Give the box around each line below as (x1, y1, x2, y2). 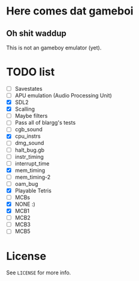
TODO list (6, 65, 55, 79)
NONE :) (14, 200, 36, 208)
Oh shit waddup (6, 28, 67, 39)
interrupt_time (14, 159, 50, 167)
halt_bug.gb (14, 146, 45, 153)
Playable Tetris (14, 187, 52, 194)
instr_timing (14, 153, 44, 160)
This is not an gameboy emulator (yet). (6, 44, 102, 51)
